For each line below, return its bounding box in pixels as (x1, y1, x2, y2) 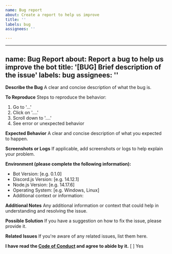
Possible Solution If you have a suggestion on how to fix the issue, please (5, 218, 162, 224)
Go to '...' (12, 104, 32, 110)
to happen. (5, 135, 28, 142)
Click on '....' (12, 109, 39, 116)
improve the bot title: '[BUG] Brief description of (5, 62, 161, 72)
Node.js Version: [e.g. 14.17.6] (12, 181, 75, 188)
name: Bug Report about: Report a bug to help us (5, 55, 164, 63)
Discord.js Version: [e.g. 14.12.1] (12, 176, 79, 182)
